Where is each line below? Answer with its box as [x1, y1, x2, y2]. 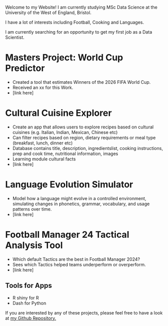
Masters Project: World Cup [5, 52, 123, 63]
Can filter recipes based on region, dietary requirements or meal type [12, 134, 156, 140]
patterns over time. [12, 206, 52, 212]
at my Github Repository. [5, 315, 57, 321]
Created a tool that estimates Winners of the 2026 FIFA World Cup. [12, 79, 151, 85]
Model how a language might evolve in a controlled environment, [12, 195, 146, 201]
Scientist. [5, 35, 25, 40]
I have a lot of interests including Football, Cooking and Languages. [5, 20, 144, 25]
